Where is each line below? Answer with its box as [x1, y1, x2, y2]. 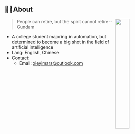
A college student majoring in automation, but [11, 33, 106, 39]
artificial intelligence [11, 44, 53, 50]
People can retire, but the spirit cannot [16, 18, 97, 24]
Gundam [16, 24, 35, 30]
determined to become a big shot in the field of [11, 39, 110, 45]
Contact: [11, 55, 30, 61]
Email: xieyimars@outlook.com [19, 60, 83, 66]
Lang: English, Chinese [11, 49, 59, 55]
